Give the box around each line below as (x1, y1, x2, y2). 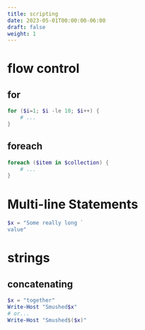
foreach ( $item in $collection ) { (7, 159, 110, 166)
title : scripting (7, 10, 59, 18)
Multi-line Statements (7, 196, 139, 212)
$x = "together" (7, 297, 55, 304)
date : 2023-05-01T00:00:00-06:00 (7, 17, 106, 24)
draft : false (7, 23, 46, 30)
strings (7, 250, 50, 266)
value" (7, 226, 27, 234)
